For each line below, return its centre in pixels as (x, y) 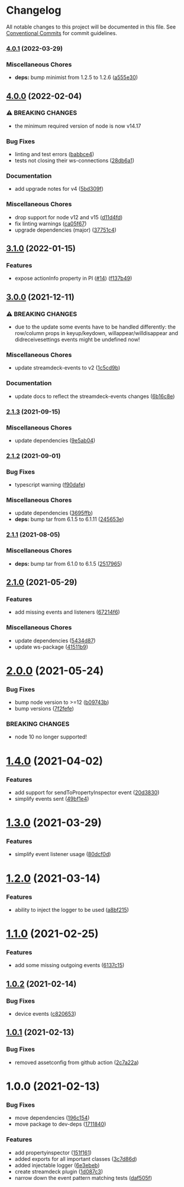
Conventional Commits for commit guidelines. (62, 33)
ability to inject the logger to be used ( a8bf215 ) (72, 910)
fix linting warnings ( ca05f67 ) (51, 223)
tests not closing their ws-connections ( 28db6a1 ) (75, 160)
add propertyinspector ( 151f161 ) (53, 1153)
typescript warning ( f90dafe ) (50, 485)
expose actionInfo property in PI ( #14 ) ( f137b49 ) (73, 278)
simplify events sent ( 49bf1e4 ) (52, 798)
